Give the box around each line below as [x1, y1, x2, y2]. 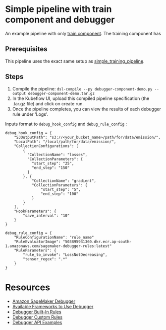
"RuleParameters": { [14, 247, 56, 253]
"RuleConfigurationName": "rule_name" [14, 235, 94, 240]
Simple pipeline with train [5, 3, 112, 15]
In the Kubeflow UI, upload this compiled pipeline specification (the [12, 95, 150, 101]
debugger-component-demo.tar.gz [28, 91, 95, 96]
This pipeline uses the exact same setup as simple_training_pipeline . [5, 58, 145, 64]
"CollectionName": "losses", [27, 152, 88, 157]
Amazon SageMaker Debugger [12, 298, 76, 304]
